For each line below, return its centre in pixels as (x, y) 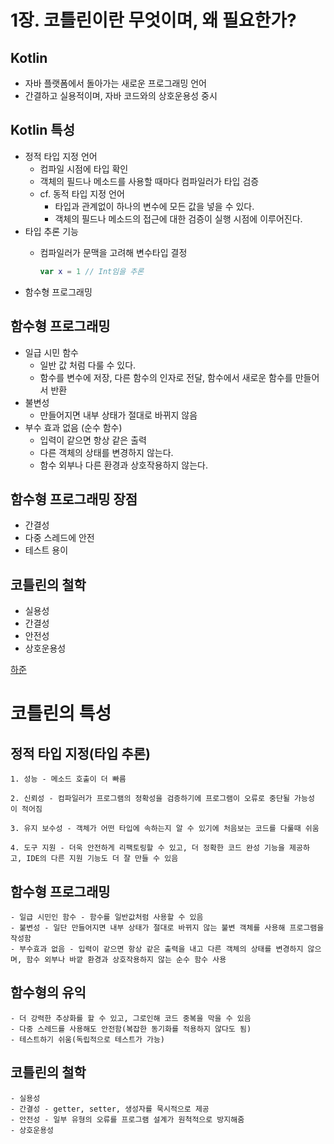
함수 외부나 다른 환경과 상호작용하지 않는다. (124, 465)
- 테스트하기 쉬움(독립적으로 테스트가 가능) (88, 1039)
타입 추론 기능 (51, 231)
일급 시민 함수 (51, 352)
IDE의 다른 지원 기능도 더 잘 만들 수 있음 (102, 859)
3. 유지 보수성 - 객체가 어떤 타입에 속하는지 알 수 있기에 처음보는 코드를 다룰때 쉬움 (165, 829)
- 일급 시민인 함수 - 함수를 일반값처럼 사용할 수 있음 (107, 917)
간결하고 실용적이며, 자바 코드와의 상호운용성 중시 (121, 95)
